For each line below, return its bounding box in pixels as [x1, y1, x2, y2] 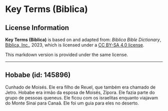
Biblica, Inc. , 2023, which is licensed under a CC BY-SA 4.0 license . [5, 42, 144, 48]
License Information [5, 23, 69, 32]
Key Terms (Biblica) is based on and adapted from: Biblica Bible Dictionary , [5, 36, 161, 42]
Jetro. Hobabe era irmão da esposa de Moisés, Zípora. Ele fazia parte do [5, 89, 155, 95]
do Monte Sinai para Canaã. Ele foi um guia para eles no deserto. [5, 100, 139, 106]
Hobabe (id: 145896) [5, 71, 71, 79]
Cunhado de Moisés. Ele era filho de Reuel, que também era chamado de [5, 84, 156, 90]
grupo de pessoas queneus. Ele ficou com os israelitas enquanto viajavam [5, 94, 158, 100]
